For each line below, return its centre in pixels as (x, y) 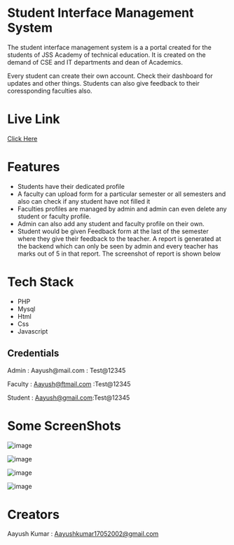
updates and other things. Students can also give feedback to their (103, 83)
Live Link (34, 119)
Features (34, 167)
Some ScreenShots (64, 426)
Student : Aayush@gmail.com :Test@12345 (69, 398)
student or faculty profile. (54, 216)
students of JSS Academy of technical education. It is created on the (106, 55)
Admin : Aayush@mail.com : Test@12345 (67, 370)
